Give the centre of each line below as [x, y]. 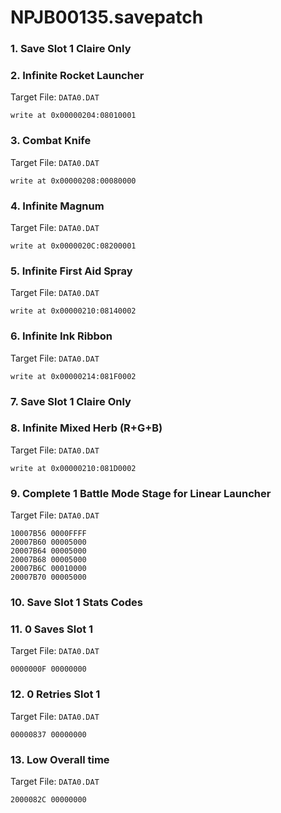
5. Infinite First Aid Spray [71, 271]
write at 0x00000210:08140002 [73, 311]
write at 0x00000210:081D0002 [73, 468]
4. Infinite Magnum [57, 206]
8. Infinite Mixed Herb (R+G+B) [86, 428]
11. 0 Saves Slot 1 [52, 629]
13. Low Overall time [60, 759]
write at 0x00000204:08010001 [73, 116]
